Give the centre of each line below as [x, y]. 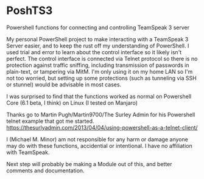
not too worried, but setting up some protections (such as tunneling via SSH [101, 78]
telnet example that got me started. [50, 121]
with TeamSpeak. [28, 152]
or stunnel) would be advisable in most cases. [64, 84]
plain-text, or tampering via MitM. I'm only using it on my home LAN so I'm [100, 71]
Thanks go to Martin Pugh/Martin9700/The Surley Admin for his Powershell [101, 114]
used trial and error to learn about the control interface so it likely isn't [94, 52]
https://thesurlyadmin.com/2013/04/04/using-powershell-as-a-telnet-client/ [102, 127]
